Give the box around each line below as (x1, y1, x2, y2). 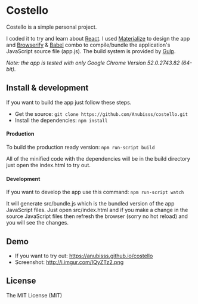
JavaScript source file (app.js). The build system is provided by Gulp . (6, 47, 176, 54)
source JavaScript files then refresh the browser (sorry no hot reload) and (6, 213, 188, 220)
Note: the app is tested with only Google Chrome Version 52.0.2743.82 (6, 59, 180, 66)
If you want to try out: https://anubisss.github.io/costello (14, 252, 153, 259)
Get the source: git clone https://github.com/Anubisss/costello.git (14, 110, 188, 117)
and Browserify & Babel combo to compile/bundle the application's (6, 41, 171, 48)
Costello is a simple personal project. (6, 23, 97, 30)
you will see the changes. (6, 219, 69, 226)
